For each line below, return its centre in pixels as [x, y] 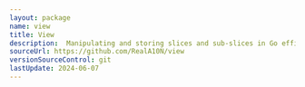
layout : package [40, 18]
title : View [32, 34]
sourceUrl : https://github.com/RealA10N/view [97, 52]
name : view [30, 26]
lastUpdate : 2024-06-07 [54, 69]
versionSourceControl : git [60, 60]
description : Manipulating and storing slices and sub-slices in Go [144, 43]
